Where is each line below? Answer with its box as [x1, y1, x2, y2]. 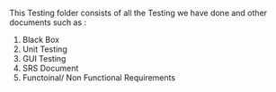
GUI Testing [22, 54, 67, 63]
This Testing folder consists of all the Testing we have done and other [9, 8, 268, 18]
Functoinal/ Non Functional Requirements [22, 72, 176, 83]
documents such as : [9, 17, 87, 28]
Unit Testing [22, 44, 67, 54]
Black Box [22, 35, 60, 45]
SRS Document [22, 63, 79, 73]
